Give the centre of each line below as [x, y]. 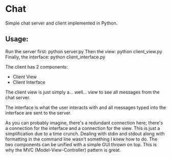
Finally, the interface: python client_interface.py [55, 57]
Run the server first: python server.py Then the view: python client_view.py [84, 51]
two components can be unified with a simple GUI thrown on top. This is [81, 144]
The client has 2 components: [36, 66]
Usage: [17, 39]
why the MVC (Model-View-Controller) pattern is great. [63, 150]
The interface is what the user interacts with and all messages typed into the [86, 107]
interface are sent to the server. [38, 112]
